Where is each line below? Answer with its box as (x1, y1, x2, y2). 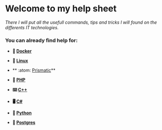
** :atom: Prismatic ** (12, 67, 55, 73)
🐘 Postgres (12, 120, 36, 126)
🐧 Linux (12, 58, 28, 64)
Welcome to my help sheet (5, 3, 117, 14)
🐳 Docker (12, 48, 32, 54)
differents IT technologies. (5, 24, 59, 30)
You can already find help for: (5, 37, 78, 43)
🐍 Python (12, 110, 32, 116)
